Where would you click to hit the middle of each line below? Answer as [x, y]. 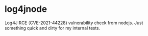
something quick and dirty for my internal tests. [52, 28]
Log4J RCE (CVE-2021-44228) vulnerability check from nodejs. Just [74, 23]
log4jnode [26, 9]
